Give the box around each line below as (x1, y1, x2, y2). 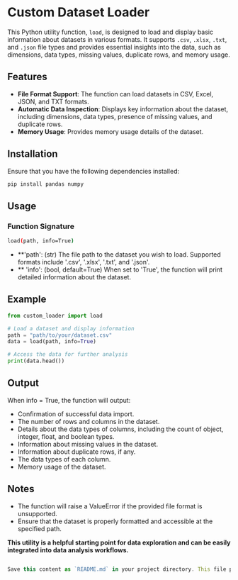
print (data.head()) (7, 357, 65, 365)
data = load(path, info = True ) (7, 338, 97, 345)
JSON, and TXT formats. (17, 97, 90, 106)
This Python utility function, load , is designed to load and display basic (7, 28, 214, 36)
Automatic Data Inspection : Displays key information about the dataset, (17, 104, 229, 113)
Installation (7, 148, 58, 160)
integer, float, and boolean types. (17, 432, 115, 440)
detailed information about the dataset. (17, 273, 132, 281)
